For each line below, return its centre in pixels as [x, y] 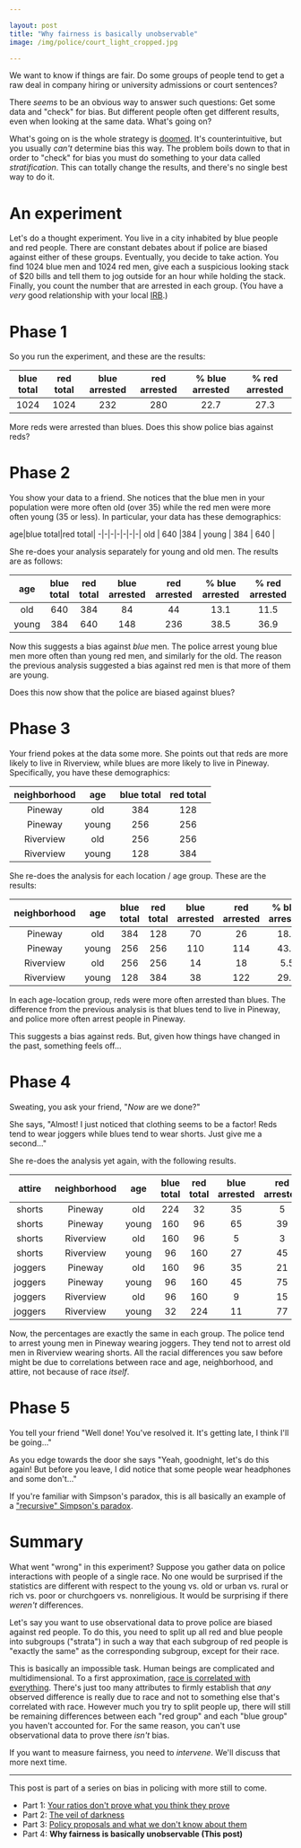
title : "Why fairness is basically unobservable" [104, 34]
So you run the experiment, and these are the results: [107, 356]
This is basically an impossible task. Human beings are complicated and [142, 1668]
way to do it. [32, 177]
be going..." [30, 1442]
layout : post [34, 25]
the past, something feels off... [66, 1046]
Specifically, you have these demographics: [90, 773]
